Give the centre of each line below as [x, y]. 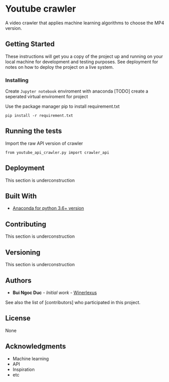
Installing [17, 80]
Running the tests [34, 131]
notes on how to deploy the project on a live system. [60, 67]
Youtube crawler [41, 9]
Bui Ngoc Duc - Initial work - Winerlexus [55, 292]
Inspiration [23, 369]
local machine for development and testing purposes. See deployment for [82, 62]
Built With [21, 196]
